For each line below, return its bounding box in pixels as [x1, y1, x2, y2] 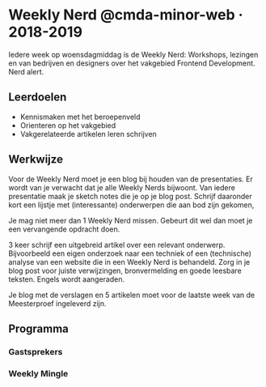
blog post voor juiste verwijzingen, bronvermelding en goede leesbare [8, 266, 243, 275]
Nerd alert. [8, 66, 44, 76]
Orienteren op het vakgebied [19, 120, 116, 130]
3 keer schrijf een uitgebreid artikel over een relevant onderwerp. [8, 240, 226, 249]
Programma [8, 321, 69, 335]
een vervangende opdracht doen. [8, 224, 120, 234]
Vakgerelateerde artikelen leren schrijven [19, 129, 158, 138]
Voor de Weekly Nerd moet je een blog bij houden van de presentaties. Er [8, 174, 253, 184]
